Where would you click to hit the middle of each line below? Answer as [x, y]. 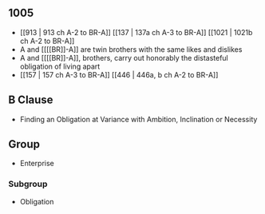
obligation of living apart [60, 66]
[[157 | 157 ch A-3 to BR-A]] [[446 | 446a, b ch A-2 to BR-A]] [119, 74]
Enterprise [37, 164]
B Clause [31, 100]
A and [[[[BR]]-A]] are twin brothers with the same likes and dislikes [131, 49]
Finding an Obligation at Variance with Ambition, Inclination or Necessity [138, 119]
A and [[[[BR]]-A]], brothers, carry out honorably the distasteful [124, 57]
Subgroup [28, 184]
